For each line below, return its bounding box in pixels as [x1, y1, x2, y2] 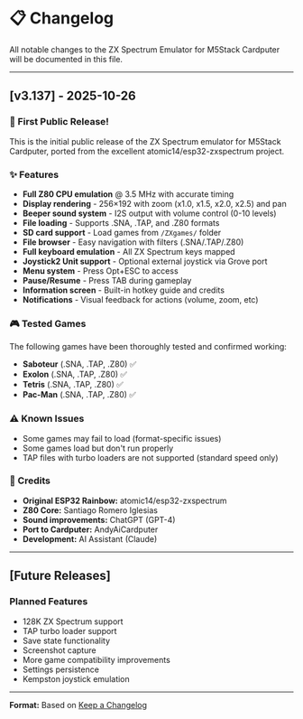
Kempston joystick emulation [22, 673, 131, 684]
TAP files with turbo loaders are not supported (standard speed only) [22, 452, 279, 462]
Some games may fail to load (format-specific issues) [22, 433, 222, 444]
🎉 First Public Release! [9, 116, 110, 128]
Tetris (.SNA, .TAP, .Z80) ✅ [22, 379, 124, 390]
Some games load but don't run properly [22, 443, 174, 453]
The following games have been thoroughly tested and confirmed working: [9, 341, 287, 352]
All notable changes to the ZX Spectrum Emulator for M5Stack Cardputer [9, 43, 280, 55]
